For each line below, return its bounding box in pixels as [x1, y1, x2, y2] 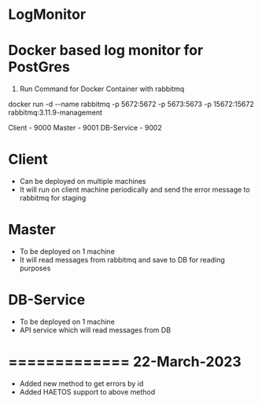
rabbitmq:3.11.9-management [8, 108, 103, 117]
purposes [19, 263, 51, 273]
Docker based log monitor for [8, 42, 204, 60]
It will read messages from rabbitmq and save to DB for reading [19, 255, 226, 264]
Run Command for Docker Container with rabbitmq [19, 84, 185, 94]
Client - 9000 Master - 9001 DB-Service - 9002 [8, 123, 163, 133]
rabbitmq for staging [19, 193, 87, 203]
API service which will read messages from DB [19, 325, 172, 335]
